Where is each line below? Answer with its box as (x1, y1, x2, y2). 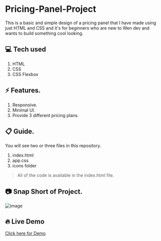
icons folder (12, 163, 37, 169)
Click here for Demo (5, 231, 46, 236)
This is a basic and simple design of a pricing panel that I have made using (5, 20, 157, 26)
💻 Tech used (5, 45, 46, 54)
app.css (12, 158, 29, 163)
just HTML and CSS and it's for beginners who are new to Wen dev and (5, 25, 150, 31)
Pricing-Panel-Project (5, 3, 97, 15)
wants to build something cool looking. (5, 30, 84, 36)
